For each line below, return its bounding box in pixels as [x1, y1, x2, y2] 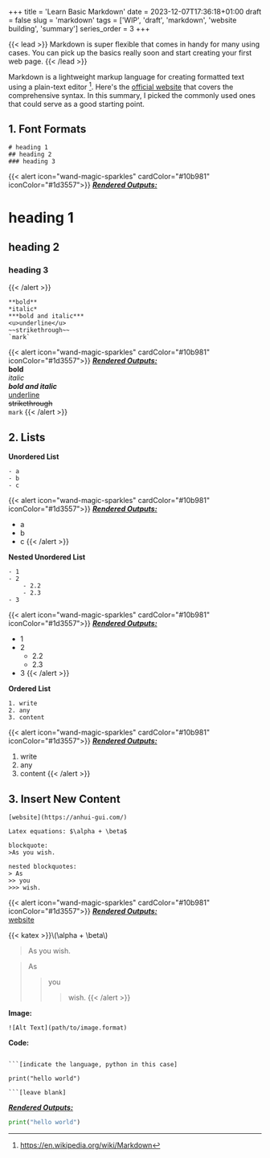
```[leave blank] [8, 1088, 67, 1096]
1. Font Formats [8, 122, 87, 136]
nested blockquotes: [8, 862, 78, 870]
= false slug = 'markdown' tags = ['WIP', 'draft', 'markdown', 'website [8, 15, 237, 25]
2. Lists [8, 430, 46, 444]
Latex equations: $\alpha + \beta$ [8, 827, 128, 835]
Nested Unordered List [8, 552, 86, 562]
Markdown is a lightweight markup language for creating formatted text [8, 72, 245, 81]
